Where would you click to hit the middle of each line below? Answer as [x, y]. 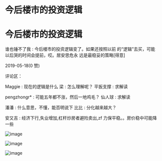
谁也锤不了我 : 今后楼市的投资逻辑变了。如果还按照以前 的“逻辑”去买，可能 [80, 49]
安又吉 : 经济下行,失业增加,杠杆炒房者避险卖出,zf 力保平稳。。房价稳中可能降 [81, 118]
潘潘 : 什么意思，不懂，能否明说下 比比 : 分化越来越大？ [61, 108]
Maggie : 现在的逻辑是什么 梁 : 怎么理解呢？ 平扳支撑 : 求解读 [67, 87]
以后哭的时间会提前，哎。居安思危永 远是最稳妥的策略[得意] [65, 55]
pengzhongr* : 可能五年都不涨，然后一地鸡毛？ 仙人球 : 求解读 [68, 97]
